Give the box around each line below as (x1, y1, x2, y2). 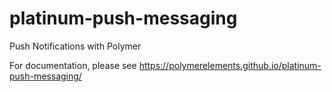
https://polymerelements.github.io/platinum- (138, 59, 322, 71)
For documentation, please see (9, 59, 137, 71)
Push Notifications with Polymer (9, 40, 142, 52)
